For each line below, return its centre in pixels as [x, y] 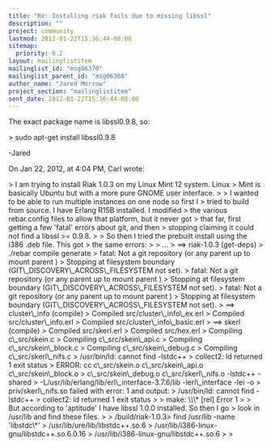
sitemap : [23, 46]
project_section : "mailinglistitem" [70, 91]
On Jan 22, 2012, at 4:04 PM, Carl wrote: [76, 169]
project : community [41, 31]
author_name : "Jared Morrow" [57, 83]
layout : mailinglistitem [50, 62]
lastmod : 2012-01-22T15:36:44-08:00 [70, 38]
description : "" [36, 23]
